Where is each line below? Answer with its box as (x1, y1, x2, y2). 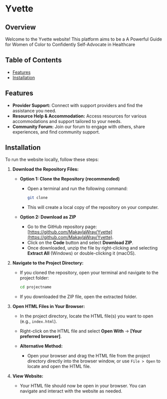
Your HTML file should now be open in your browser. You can (19, 383, 146, 389)
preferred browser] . (19, 333, 62, 339)
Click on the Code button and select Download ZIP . (27, 239, 134, 245)
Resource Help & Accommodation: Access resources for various (12, 113, 147, 119)
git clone (27, 195, 48, 200)
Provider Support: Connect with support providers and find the (12, 102, 143, 108)
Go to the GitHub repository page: (27, 223, 97, 230)
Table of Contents (5, 56, 62, 64)
